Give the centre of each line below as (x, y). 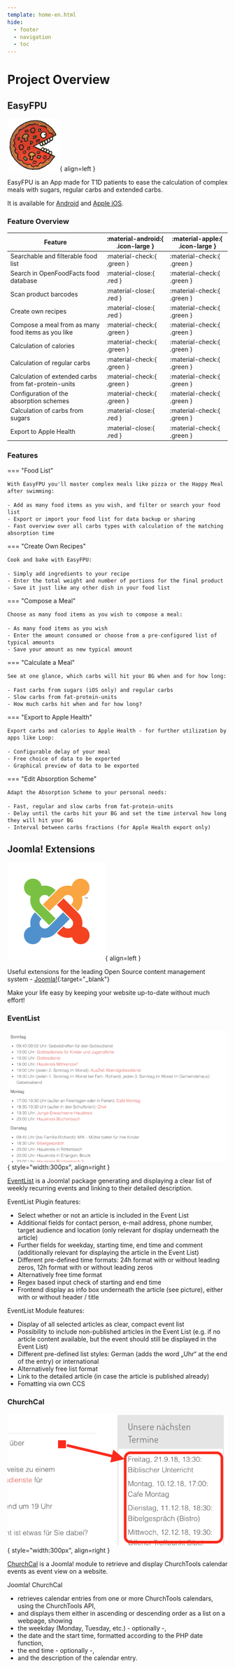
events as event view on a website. (58, 1572)
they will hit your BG (40, 821)
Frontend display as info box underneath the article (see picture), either (120, 1289)
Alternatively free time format (60, 1274)
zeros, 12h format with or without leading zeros (85, 1267)
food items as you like (42, 332)
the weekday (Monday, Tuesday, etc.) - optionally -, (92, 1628)
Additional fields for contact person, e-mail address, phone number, (115, 1223)
